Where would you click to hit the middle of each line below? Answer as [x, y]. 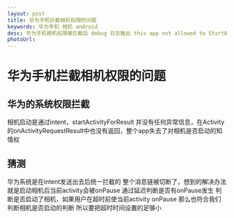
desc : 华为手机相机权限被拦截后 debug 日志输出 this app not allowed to [107, 33]
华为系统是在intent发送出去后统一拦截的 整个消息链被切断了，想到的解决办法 [117, 181]
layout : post [26, 14]
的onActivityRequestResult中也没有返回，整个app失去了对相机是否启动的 [112, 131]
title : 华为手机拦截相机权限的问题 [52, 20]
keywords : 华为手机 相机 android [53, 26]
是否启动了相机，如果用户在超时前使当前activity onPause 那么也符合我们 [117, 198]
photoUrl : [22, 40]
